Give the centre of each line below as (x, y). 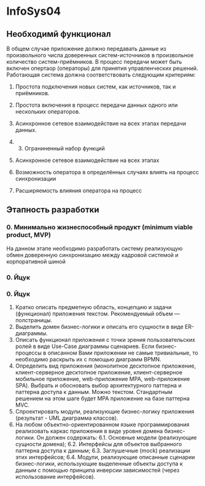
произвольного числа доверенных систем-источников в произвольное (100, 55)
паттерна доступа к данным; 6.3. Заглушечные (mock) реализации (102, 450)
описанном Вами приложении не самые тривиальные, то (123, 353)
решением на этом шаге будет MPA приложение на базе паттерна (102, 398)
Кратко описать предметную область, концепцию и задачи (93, 307)
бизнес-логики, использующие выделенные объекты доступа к (99, 463)
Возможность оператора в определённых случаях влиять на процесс (107, 172)
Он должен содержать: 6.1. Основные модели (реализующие (117, 438)
